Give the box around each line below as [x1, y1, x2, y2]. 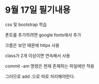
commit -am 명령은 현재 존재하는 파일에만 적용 [5, 63, 95, 69]
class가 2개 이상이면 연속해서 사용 [5, 52, 70, 59]
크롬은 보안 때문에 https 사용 [5, 42, 59, 48]
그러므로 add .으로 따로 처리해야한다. [5, 73, 76, 79]
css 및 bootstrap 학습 [5, 21, 47, 27]
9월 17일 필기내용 [5, 4, 71, 16]
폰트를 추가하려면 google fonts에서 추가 [5, 32, 81, 38]
